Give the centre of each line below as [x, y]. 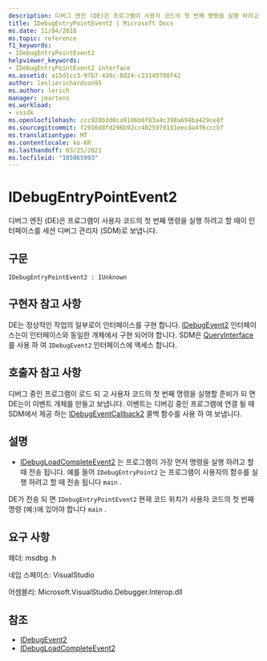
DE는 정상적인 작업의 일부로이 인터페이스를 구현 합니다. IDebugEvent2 [119, 324]
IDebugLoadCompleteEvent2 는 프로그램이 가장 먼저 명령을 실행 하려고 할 [137, 462]
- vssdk [21, 113]
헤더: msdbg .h [32, 558]
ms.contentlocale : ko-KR [50, 143]
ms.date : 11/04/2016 [43, 31]
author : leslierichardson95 [55, 83]
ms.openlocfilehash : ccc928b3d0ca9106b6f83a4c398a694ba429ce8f [116, 120]
